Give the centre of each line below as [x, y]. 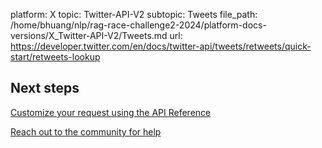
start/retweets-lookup [55, 57]
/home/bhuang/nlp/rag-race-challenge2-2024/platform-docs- [138, 25]
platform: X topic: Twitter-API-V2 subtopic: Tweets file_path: [134, 14]
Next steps [45, 88]
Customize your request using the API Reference [111, 112]
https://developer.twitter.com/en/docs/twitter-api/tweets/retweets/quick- [161, 46]
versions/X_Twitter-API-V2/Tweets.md [89, 35]
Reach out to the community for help [86, 131]
